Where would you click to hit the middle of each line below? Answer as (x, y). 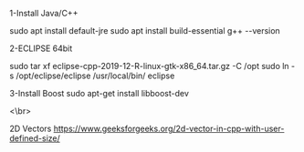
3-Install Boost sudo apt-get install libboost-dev (100, 93)
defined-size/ (35, 138)
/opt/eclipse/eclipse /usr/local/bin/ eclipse (95, 76)
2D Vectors (31, 128)
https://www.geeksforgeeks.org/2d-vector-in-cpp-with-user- (169, 128)
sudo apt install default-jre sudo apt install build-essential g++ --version (145, 30)
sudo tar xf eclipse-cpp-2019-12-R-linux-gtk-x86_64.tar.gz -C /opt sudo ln (149, 66)
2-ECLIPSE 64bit (41, 48)
